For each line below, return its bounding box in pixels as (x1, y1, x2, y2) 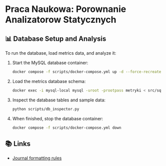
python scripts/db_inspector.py (12, 106, 79, 111)
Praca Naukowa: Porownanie (5, 3, 126, 15)
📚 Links (5, 139, 31, 148)
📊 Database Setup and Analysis (5, 34, 107, 43)
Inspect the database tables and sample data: (12, 97, 106, 103)
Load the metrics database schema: (12, 78, 86, 84)
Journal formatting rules (12, 155, 62, 161)
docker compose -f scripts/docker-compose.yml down (12, 125, 121, 130)
